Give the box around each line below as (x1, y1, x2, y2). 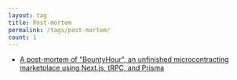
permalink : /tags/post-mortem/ (8, 26, 111, 34)
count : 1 (8, 33, 37, 42)
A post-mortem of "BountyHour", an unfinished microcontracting (19, 55, 229, 64)
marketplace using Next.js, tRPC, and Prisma (19, 64, 165, 73)
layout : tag (8, 11, 47, 20)
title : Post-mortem (8, 19, 72, 27)
